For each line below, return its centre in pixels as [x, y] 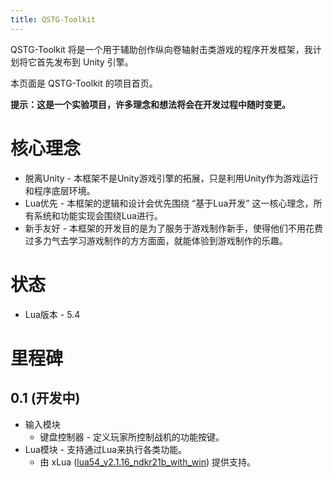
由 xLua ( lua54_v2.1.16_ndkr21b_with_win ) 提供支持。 [148, 462]
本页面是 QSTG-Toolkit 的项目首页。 [84, 83]
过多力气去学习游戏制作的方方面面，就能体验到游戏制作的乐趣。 [156, 240]
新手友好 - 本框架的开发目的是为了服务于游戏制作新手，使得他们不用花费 [174, 228]
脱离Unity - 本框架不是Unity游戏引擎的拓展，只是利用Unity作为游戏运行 [171, 178]
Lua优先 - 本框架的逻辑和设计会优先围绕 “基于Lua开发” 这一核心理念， [169, 203]
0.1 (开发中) [45, 398]
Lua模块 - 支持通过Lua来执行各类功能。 [106, 449]
